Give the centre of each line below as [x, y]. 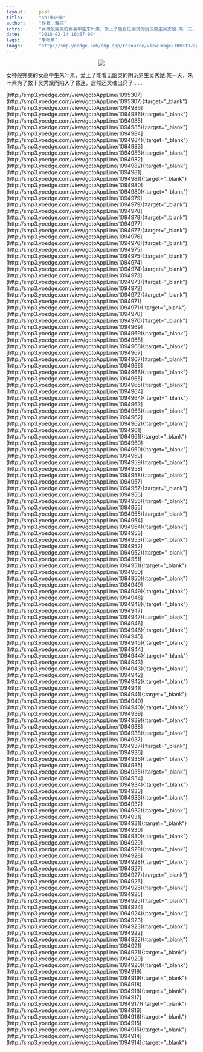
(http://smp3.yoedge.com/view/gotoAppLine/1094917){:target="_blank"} [97, 1003]
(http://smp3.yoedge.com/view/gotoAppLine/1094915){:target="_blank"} [97, 1030]
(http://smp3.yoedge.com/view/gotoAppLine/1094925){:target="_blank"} [97, 900]
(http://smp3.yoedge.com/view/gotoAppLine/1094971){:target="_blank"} [96, 308]
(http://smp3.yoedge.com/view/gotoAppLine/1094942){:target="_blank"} [97, 681]
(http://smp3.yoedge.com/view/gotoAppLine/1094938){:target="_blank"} [97, 733]
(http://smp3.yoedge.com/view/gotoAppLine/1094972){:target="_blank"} [97, 294]
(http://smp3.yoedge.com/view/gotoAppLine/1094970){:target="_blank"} [97, 320]
